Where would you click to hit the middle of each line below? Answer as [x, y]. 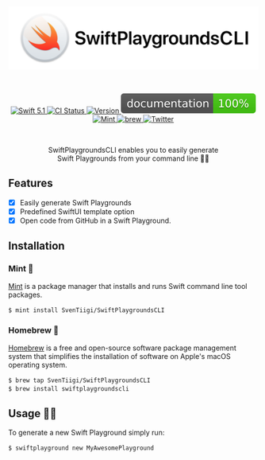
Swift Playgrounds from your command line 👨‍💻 [133, 158]
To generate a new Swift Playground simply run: [86, 433]
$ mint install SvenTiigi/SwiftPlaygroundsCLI [86, 310]
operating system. [38, 364]
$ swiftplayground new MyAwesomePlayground [81, 448]
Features [31, 183]
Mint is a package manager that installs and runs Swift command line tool [128, 286]
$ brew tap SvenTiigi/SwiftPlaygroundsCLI [79, 380]
